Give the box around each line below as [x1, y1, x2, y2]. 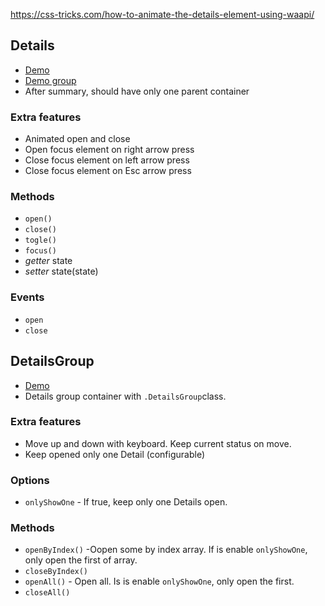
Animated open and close [24, 133, 131, 145]
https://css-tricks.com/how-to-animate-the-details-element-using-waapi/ [10, 9, 315, 20]
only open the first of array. [24, 554, 138, 566]
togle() [24, 235, 57, 246]
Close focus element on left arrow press [24, 154, 190, 166]
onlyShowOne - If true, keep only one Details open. [24, 496, 228, 508]
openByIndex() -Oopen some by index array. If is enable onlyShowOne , [24, 544, 308, 556]
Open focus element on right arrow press [24, 144, 195, 156]
